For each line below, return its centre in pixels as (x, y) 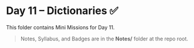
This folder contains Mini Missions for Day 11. (60, 27)
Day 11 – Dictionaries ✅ (62, 11)
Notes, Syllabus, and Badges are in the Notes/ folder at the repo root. (104, 39)
